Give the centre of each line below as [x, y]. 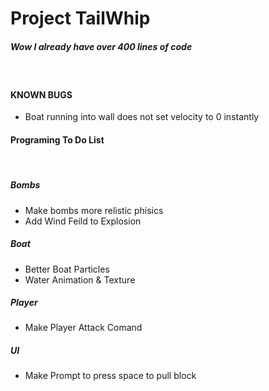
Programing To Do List [57, 139]
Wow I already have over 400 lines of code [101, 46]
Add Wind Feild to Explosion [83, 221]
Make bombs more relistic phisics [94, 210]
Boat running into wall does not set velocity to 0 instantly [142, 117]
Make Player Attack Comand [83, 328]
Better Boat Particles [67, 269]
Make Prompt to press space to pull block [110, 376]
